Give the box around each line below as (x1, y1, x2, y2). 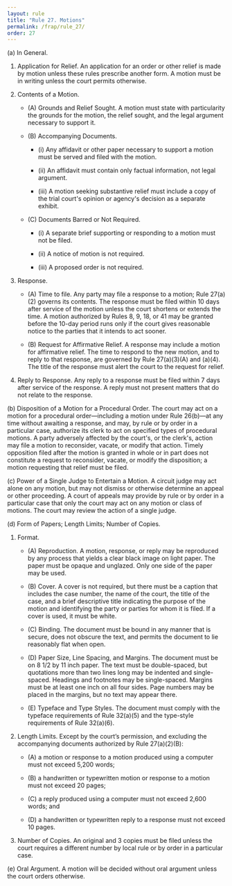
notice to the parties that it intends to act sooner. (27, 327, 167, 336)
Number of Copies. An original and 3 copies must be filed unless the (17, 837, 213, 845)
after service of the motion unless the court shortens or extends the (27, 305, 222, 313)
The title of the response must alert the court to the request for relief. (27, 363, 225, 371)
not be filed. (37, 236, 73, 245)
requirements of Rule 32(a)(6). (27, 719, 115, 727)
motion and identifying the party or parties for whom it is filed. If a (27, 605, 216, 613)
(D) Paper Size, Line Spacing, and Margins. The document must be (27, 654, 218, 662)
